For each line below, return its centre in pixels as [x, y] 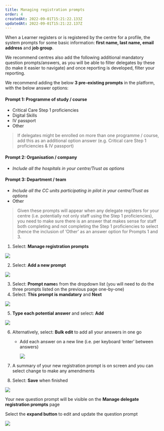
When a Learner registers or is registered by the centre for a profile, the [78, 37]
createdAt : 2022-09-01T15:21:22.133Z [44, 19]
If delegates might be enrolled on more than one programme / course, [88, 136]
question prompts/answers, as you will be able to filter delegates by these [80, 63]
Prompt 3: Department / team [36, 180]
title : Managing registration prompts [45, 10]
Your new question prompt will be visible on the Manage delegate [72, 399]
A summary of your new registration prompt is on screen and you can [83, 365]
